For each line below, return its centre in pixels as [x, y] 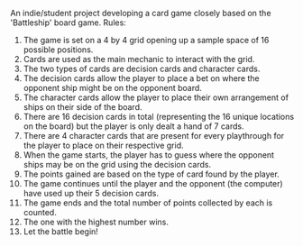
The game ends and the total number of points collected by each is [148, 203]
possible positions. [58, 50]
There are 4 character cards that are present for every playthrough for [154, 136]
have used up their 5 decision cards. [91, 193]
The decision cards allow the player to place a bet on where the [141, 78]
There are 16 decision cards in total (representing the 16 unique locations [159, 117]
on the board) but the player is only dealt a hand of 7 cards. [133, 126]
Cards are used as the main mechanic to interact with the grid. [139, 59]
